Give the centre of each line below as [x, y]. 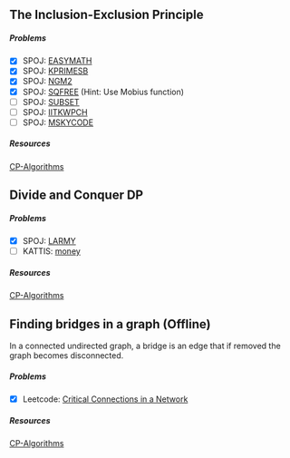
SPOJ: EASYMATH [57, 61]
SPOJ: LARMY [49, 241]
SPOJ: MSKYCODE [58, 122]
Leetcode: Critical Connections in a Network [105, 399]
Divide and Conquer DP [76, 195]
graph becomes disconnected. [67, 356]
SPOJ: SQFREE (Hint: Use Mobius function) [103, 92]
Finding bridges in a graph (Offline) [110, 324]
